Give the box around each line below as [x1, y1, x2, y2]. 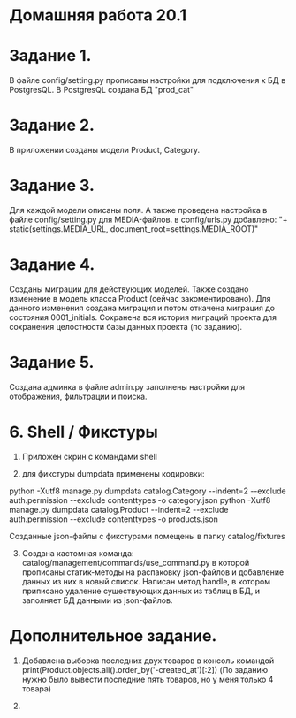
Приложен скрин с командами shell [21, 451, 157, 462]
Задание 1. [9, 46, 92, 66]
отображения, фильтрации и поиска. [9, 391, 148, 401]
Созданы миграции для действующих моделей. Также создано [9, 284, 249, 294]
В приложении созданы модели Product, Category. [9, 145, 201, 156]
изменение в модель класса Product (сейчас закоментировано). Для [9, 293, 271, 303]
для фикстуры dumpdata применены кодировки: [21, 468, 205, 478]
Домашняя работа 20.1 [9, 5, 187, 26]
